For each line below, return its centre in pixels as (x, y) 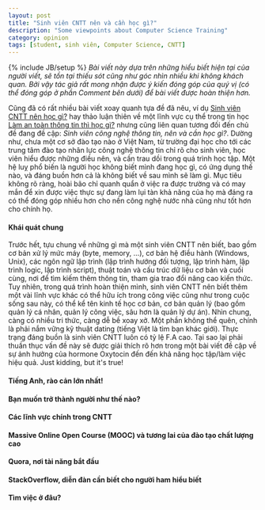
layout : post (30, 15)
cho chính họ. (30, 209)
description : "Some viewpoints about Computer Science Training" (118, 30)
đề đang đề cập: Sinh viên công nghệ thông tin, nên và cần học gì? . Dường (131, 133)
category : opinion (38, 38)
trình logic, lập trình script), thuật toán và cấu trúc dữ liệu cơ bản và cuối (126, 270)
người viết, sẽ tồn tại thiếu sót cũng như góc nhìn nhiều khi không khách (126, 76)
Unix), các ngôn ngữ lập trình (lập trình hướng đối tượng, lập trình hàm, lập (129, 261)
